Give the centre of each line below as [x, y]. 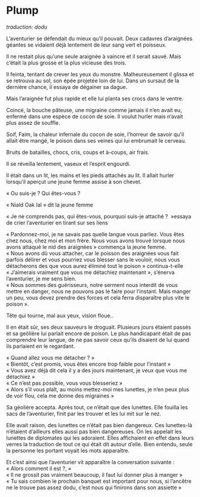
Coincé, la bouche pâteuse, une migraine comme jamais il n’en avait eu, [94, 110]
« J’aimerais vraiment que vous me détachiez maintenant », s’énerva [90, 272]
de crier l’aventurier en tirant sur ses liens [57, 223]
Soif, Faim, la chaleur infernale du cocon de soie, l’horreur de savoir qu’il [95, 134]
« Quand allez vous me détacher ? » [50, 357]
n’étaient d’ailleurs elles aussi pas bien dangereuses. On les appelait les [94, 431]
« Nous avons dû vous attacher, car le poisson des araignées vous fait [93, 253]
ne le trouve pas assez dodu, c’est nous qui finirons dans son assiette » [94, 487]
